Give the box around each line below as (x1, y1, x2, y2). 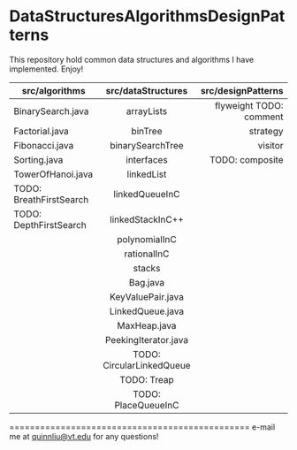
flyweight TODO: (215, 99, 284, 111)
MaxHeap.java (117, 319, 177, 332)
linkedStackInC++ (110, 213, 184, 225)
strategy (248, 125, 284, 137)
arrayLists (126, 104, 168, 117)
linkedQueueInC (113, 187, 180, 200)
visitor (257, 139, 284, 151)
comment (244, 111, 284, 123)
